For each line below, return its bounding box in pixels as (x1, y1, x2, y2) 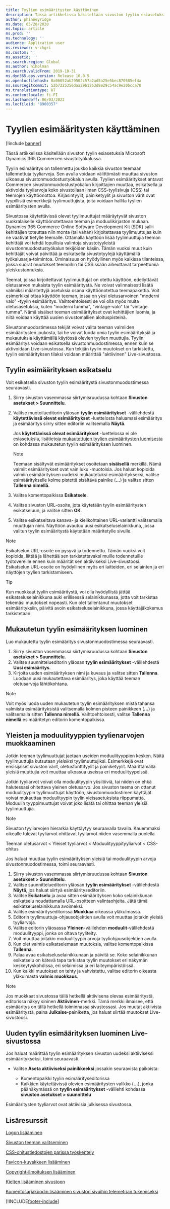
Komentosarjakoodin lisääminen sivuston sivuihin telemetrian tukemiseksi (6, 1189, 158, 1195)
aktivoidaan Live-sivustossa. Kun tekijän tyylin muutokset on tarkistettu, (6, 346, 155, 352)
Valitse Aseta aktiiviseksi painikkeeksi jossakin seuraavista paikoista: (13, 1065, 159, 1072)
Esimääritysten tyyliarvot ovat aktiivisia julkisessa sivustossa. (6, 1101, 133, 1108)
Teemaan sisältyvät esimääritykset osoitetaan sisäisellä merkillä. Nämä (13, 460, 162, 467)
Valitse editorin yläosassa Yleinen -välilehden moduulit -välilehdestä (13, 924, 154, 931)
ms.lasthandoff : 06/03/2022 (6, 97, 65, 102)
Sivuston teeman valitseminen (6, 1140, 68, 1146)
